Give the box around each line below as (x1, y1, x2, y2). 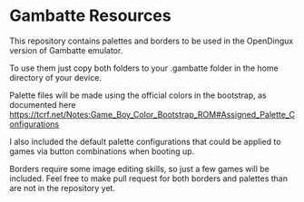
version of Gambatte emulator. (9, 44, 123, 55)
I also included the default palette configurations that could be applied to (9, 136, 281, 147)
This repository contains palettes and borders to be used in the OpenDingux (9, 35, 294, 46)
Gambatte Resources (9, 5, 172, 26)
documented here (9, 99, 76, 110)
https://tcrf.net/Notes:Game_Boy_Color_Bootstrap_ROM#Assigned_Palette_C (9, 109, 295, 120)
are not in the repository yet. (9, 182, 116, 193)
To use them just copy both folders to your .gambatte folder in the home (9, 63, 279, 73)
